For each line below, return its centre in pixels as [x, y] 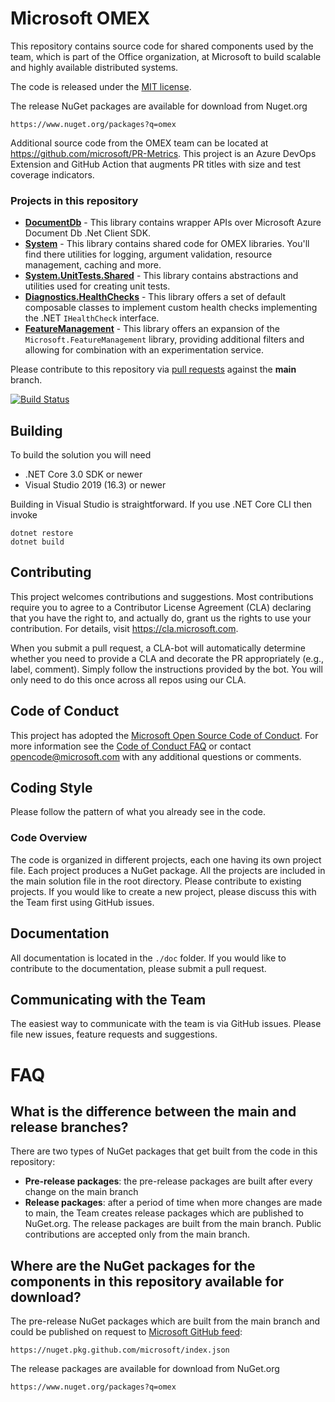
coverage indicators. [52, 174]
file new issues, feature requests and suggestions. [114, 1034]
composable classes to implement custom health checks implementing [171, 308]
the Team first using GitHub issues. [82, 902]
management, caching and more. [93, 265]
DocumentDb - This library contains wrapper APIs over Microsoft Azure [173, 223]
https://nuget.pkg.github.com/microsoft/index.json [120, 1350]
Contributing [51, 572]
